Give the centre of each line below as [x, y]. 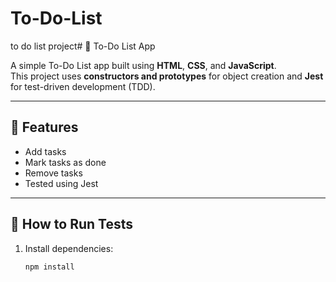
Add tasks [45, 151]
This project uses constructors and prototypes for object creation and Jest [167, 76]
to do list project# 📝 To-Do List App [83, 46]
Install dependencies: [69, 248]
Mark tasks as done [65, 162]
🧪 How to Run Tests [72, 224]
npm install [49, 267]
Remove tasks [53, 173]
